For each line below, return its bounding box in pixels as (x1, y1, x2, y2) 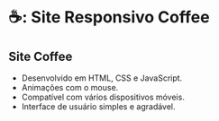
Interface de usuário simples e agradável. (21, 101, 177, 112)
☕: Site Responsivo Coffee (8, 7, 210, 28)
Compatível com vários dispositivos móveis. (21, 91, 186, 102)
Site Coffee (8, 48, 73, 64)
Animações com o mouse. (21, 82, 119, 92)
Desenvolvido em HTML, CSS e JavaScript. (21, 73, 183, 83)
